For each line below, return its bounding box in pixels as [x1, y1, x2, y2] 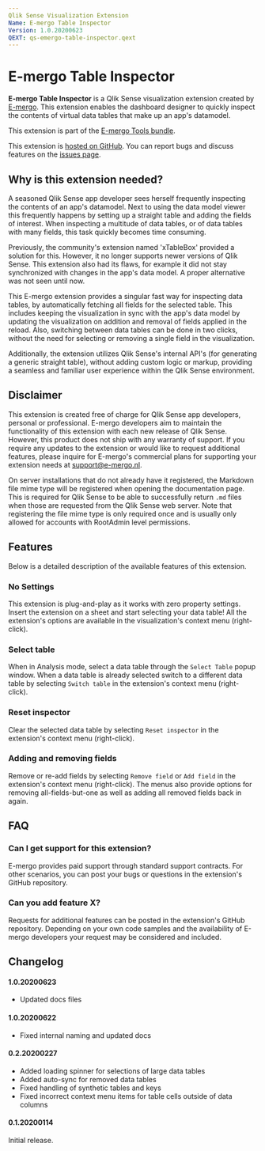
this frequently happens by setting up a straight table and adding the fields [8, 210, 252, 220]
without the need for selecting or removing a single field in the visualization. [8, 334, 256, 343]
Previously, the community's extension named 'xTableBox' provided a [8, 243, 235, 252]
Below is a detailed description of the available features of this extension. [8, 561, 247, 570]
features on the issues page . [8, 150, 101, 159]
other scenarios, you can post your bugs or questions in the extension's [8, 869, 243, 879]
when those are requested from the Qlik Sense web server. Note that [8, 500, 233, 510]
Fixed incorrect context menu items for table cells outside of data [19, 1091, 233, 1100]
